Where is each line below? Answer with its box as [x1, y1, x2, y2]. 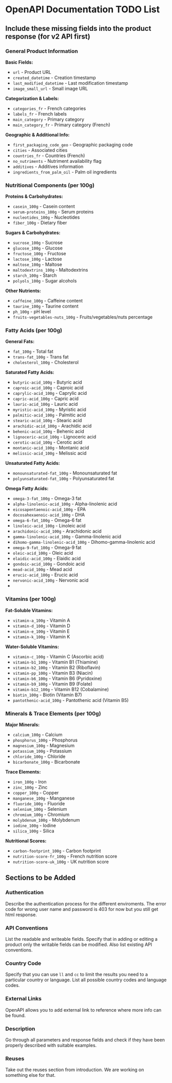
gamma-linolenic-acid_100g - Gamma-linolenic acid [12, 534, 122, 540]
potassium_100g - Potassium [12, 748, 72, 754]
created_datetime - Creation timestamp [12, 74, 96, 81]
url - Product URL [12, 69, 51, 75]
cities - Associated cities [12, 147, 68, 153]
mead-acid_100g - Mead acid [12, 566, 72, 573]
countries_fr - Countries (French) [12, 153, 85, 159]
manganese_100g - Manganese [12, 795, 75, 802]
